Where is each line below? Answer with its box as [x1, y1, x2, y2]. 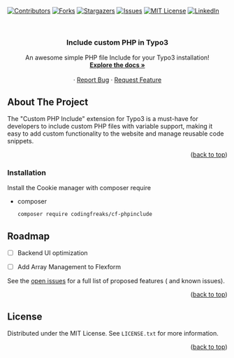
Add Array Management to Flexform [17, 263, 122, 271]
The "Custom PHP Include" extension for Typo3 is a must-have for [7, 115, 199, 123]
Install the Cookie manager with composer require [7, 184, 152, 192]
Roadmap [7, 230, 50, 242]
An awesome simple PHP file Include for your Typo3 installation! [25, 53, 210, 62]
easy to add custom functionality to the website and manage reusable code [7, 129, 224, 138]
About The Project [7, 96, 89, 108]
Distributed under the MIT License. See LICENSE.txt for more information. [7, 329, 219, 338]
